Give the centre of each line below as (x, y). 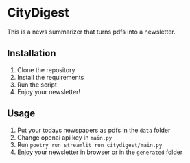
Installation (32, 53)
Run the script (37, 85)
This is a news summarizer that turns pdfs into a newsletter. (92, 32)
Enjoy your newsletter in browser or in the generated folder (100, 152)
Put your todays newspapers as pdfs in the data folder (94, 130)
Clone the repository (46, 69)
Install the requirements (50, 77)
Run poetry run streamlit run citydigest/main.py (90, 144)
